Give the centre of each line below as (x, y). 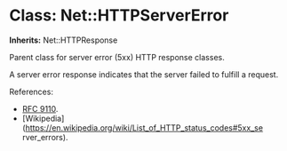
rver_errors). (45, 137)
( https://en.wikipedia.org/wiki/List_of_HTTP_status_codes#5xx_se (143, 127)
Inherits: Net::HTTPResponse (64, 40)
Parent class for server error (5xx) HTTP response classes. (117, 57)
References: (31, 91)
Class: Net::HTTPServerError (119, 16)
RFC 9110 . (40, 108)
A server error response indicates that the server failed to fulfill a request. (144, 74)
